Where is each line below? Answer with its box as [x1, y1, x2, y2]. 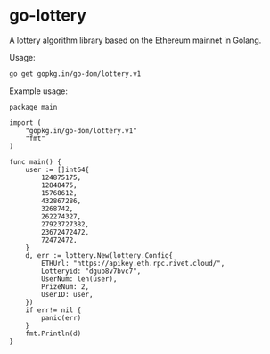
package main [9, 103, 58, 111]
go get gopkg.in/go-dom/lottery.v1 [9, 69, 142, 78]
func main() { [9, 157, 62, 166]
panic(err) [41, 313, 82, 322]
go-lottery [9, 5, 87, 26]
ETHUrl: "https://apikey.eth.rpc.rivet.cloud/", [41, 259, 225, 268]
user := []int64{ [25, 165, 90, 174]
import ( [9, 118, 42, 128]
